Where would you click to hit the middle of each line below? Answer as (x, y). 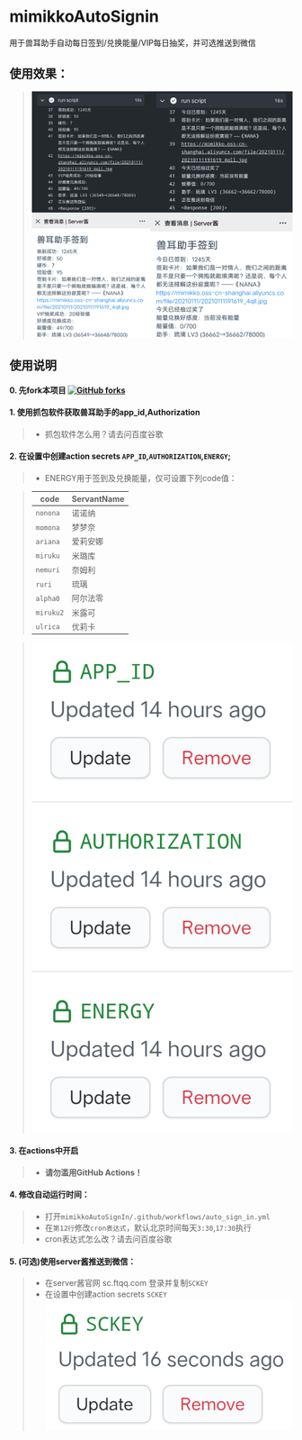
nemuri (48, 570)
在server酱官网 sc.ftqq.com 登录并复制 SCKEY (126, 1283)
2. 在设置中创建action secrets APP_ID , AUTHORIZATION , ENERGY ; (120, 456)
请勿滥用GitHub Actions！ (93, 1172)
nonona (48, 514)
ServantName (98, 498)
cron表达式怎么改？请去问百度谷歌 (108, 1239)
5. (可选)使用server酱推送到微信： (73, 1261)
